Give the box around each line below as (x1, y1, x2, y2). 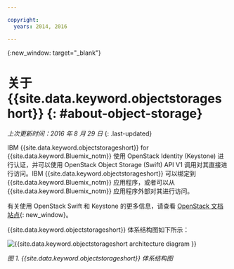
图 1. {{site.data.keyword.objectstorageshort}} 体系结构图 (7, 254, 174, 263)
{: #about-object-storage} (46, 105, 203, 122)
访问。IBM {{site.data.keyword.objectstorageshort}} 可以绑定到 (13, 169, 197, 178)
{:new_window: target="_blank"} (7, 48, 102, 57)
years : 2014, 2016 (13, 22, 68, 30)
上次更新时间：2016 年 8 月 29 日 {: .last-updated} (7, 129, 152, 138)
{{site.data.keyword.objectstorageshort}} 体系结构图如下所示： (7, 225, 190, 234)
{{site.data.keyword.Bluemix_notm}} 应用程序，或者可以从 (7, 178, 176, 187)
